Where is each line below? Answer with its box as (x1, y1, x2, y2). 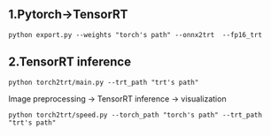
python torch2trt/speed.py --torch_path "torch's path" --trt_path (8, 110, 263, 119)
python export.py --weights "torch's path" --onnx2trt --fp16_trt (8, 30, 263, 39)
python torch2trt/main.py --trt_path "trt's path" (8, 78, 199, 87)
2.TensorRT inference (8, 55, 132, 70)
